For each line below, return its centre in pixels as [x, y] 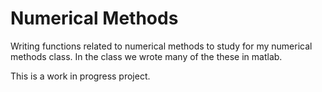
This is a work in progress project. [80, 76]
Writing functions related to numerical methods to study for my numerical [161, 46]
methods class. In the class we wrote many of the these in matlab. [146, 56]
